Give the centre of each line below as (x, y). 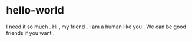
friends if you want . (30, 33)
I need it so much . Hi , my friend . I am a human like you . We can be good (96, 27)
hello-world (35, 10)
